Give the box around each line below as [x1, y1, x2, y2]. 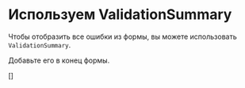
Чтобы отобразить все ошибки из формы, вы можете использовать [8, 32, 238, 41]
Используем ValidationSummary [8, 6, 232, 24]
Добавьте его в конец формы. [8, 55, 110, 65]
